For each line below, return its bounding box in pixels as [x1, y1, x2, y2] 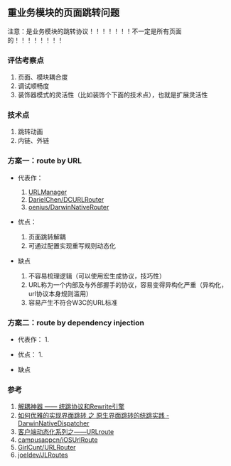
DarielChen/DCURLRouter [28, 195, 104, 204]
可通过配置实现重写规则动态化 [28, 241, 116, 250]
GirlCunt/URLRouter [17, 443, 76, 452]
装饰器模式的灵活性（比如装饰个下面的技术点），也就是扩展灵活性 [17, 91, 208, 99]
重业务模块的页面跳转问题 [7, 6, 119, 19]
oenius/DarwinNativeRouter [28, 202, 109, 211]
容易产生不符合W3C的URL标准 [28, 298, 118, 307]
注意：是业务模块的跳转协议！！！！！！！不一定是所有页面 [7, 27, 182, 36]
